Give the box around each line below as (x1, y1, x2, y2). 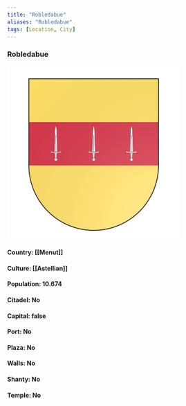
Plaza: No (7, 343, 36, 351)
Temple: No (7, 391, 41, 399)
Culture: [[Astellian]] (7, 264, 68, 272)
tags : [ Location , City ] (7, 26, 76, 33)
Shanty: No (7, 375, 40, 384)
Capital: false (7, 312, 46, 320)
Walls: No (7, 359, 36, 367)
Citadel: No (7, 296, 40, 304)
